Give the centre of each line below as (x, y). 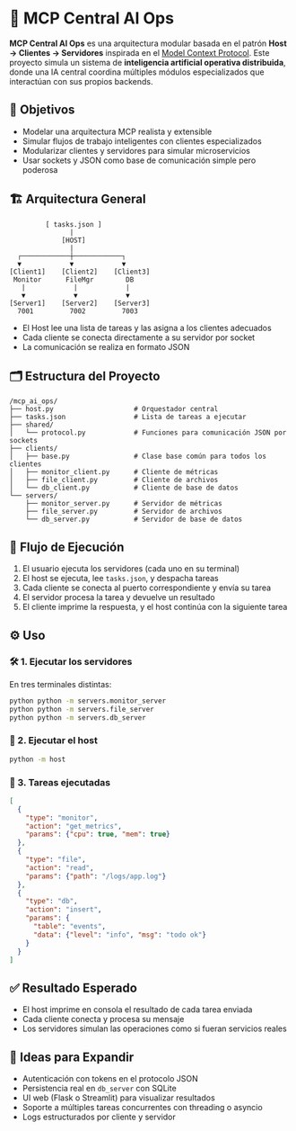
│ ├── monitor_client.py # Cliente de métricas (114, 472)
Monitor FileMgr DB (74, 279)
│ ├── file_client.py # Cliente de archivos (114, 480)
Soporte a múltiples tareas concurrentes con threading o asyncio (142, 1108)
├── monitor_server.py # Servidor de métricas (124, 504)
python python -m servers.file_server (82, 709)
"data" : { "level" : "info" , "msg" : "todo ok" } (119, 935)
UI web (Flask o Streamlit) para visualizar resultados (118, 1098)
